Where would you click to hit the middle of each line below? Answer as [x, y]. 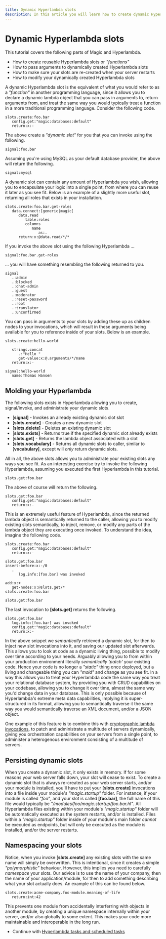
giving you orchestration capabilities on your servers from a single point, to [82, 735]
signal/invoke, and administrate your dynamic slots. [57, 408]
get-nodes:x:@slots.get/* [38, 588]
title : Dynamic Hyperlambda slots [41, 10]
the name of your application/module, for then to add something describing [82, 878]
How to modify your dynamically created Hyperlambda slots [73, 78]
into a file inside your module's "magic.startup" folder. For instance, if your [81, 793]
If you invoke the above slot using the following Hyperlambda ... [70, 246]
